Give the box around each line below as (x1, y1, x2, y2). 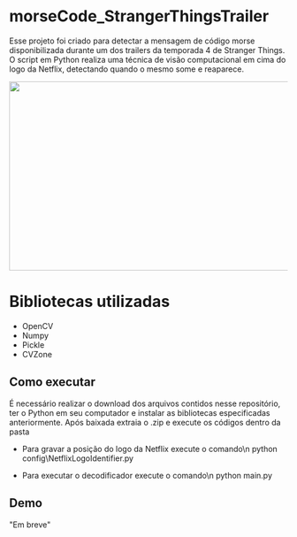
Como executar (9, 374, 95, 390)
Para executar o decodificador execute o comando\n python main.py (21, 470, 272, 480)
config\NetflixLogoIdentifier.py (21, 453, 134, 464)
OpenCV (21, 320, 54, 331)
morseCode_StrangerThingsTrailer (9, 6, 270, 27)
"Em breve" (9, 519, 51, 530)
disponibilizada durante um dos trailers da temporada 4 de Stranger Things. (9, 44, 286, 55)
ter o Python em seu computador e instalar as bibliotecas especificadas (9, 407, 270, 418)
